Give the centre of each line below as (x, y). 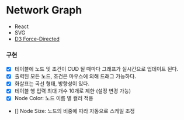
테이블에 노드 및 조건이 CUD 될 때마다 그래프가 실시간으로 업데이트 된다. (96, 69)
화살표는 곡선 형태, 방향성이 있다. (52, 84)
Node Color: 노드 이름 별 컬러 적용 (54, 98)
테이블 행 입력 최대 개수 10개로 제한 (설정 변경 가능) (73, 91)
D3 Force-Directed (37, 39)
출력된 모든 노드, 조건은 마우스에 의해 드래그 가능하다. (75, 76)
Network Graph (44, 10)
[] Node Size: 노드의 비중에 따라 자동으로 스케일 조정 (75, 111)
